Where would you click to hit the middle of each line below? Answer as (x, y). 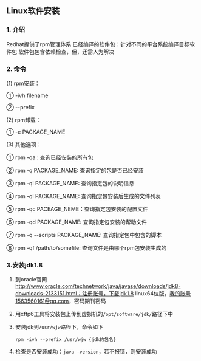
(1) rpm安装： (23, 83)
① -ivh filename (27, 95)
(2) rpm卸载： (24, 120)
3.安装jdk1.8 (25, 265)
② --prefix (21, 107)
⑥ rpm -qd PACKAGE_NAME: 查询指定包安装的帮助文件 (77, 222)
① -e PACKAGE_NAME (36, 132)
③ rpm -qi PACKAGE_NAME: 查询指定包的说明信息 (70, 183)
